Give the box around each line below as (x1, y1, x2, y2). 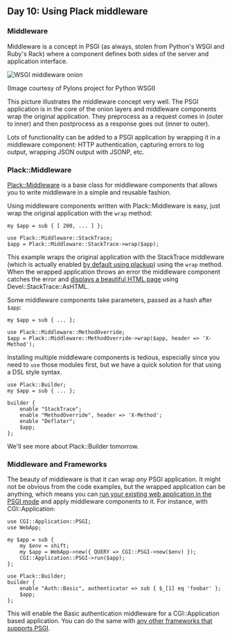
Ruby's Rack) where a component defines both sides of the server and (7, 49, 209, 58)
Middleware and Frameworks (7, 459, 107, 469)
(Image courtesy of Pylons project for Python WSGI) (7, 83, 156, 92)
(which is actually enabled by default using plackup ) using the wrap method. (7, 260, 224, 268)
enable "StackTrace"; (19, 406, 82, 413)
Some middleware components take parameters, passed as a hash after (7, 295, 213, 304)
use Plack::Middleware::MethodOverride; (7, 329, 126, 335)
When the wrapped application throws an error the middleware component (7, 267, 220, 276)
